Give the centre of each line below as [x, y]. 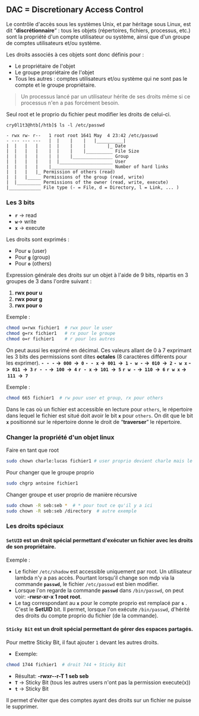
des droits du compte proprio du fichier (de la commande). [86, 615]
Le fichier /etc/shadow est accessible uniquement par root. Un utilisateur [103, 571]
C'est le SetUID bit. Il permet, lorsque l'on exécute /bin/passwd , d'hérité [102, 609]
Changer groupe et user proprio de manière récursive [72, 495]
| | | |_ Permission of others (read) [61, 172]
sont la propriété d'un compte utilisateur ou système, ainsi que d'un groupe [98, 37]
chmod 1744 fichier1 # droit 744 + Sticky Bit [66, 664]
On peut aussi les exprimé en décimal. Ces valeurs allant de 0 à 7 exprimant [99, 350]
